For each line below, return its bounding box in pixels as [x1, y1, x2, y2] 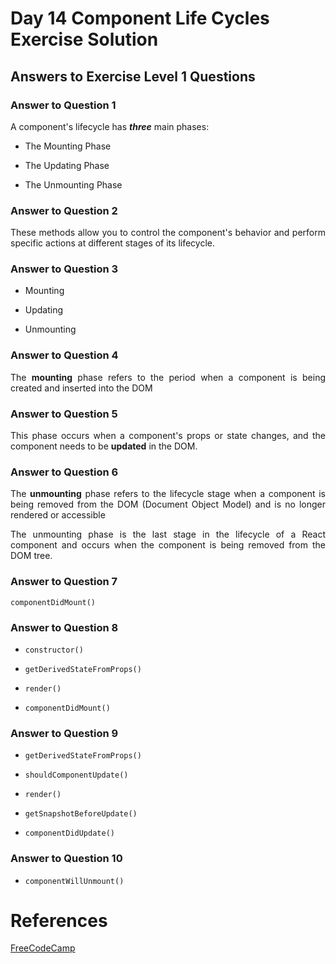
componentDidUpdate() [24, 828, 115, 839]
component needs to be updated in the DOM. [10, 440, 198, 452]
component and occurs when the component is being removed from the [10, 539, 326, 551]
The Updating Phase [24, 159, 110, 171]
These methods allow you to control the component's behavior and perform [10, 227, 326, 239]
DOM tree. [10, 550, 53, 562]
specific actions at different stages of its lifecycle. [10, 237, 216, 249]
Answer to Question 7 [10, 575, 118, 589]
